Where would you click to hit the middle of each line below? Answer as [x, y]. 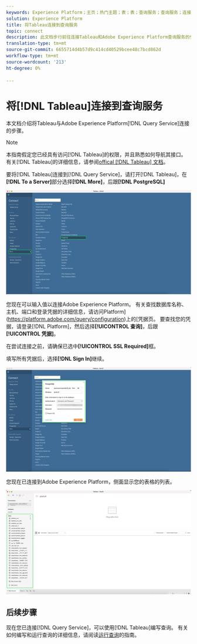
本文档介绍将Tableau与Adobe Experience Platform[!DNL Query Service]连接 [98, 123]
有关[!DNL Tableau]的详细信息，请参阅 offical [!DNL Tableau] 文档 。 [87, 162]
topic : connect [25, 31]
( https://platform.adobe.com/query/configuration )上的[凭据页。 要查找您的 [96, 319]
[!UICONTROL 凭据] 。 [33, 333]
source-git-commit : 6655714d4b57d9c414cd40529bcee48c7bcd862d [84, 50]
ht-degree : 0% [23, 68]
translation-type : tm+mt [36, 43]
